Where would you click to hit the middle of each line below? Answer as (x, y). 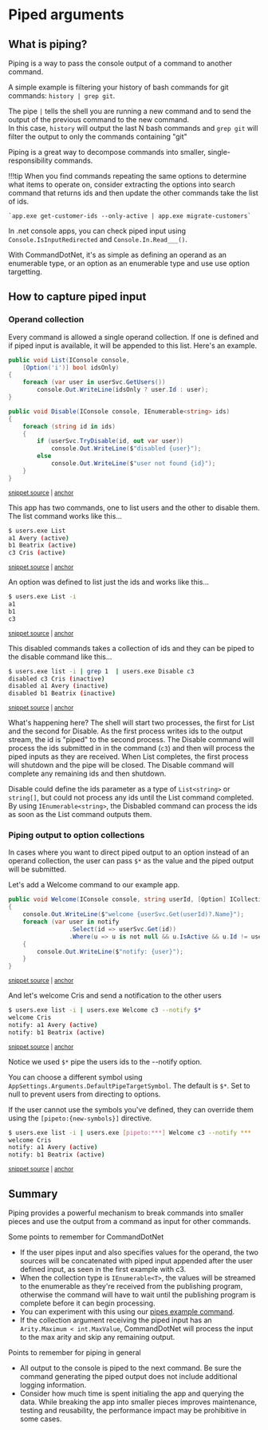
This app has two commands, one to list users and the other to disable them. (134, 508)
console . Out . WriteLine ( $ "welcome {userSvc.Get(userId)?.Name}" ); (134, 914)
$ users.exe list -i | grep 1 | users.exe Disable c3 (101, 671)
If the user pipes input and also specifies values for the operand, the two (139, 1252)
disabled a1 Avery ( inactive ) (59, 686)
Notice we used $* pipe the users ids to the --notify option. (105, 1061)
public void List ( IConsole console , (69, 360)
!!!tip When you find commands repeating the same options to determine (128, 176)
